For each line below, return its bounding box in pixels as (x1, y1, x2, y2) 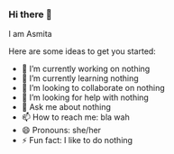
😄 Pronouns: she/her (21, 125, 101, 136)
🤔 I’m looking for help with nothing (21, 92, 150, 103)
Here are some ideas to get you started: (8, 46, 157, 57)
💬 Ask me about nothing (21, 102, 112, 113)
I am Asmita (8, 29, 52, 40)
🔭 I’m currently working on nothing (21, 63, 151, 75)
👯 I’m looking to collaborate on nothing (21, 83, 166, 94)
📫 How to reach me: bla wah (21, 112, 130, 122)
